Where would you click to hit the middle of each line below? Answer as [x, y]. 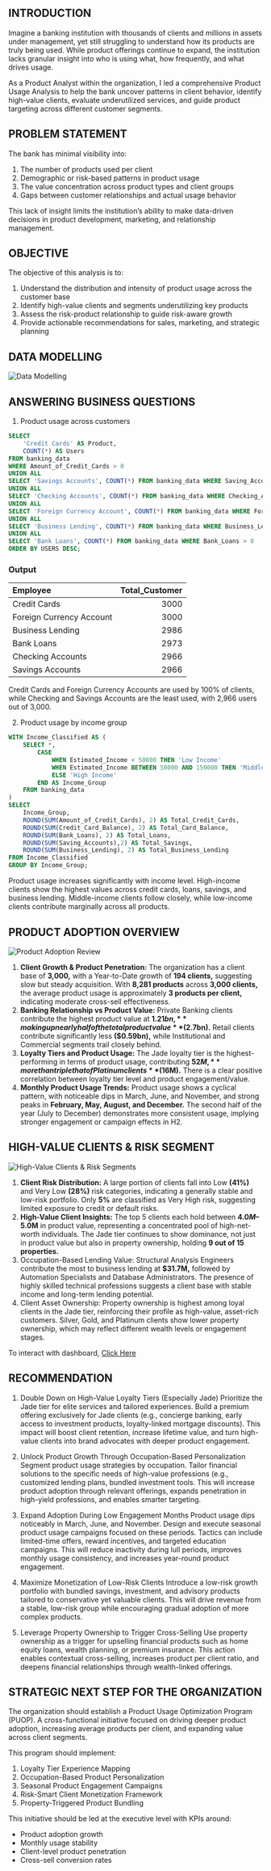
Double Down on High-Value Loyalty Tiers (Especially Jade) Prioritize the [141, 1398]
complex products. [51, 1616]
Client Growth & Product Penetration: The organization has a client [132, 967]
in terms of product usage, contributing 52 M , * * [140, 1061]
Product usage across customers [75, 421]
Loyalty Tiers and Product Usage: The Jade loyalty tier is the [122, 1053]
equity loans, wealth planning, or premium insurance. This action [127, 1649]
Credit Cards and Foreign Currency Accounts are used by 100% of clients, [131, 690]
